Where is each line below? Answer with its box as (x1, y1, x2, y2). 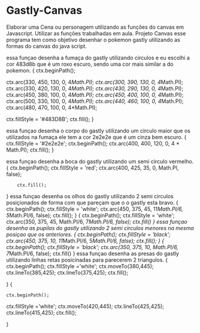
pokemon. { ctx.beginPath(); (6, 66, 76, 74)
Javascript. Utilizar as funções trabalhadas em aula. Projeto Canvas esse (6, 29, 186, 37)
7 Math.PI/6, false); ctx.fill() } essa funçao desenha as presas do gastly (6, 250, 180, 257)
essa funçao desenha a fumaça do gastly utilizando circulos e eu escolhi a (6, 54, 190, 61)
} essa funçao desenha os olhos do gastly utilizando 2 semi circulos (6, 192, 174, 199)
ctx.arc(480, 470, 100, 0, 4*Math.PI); (6, 104, 98, 111)
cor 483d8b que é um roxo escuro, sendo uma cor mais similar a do (6, 60, 174, 68)
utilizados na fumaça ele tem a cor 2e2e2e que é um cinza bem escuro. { (6, 133, 187, 141)
